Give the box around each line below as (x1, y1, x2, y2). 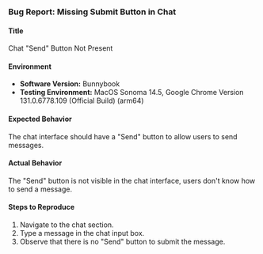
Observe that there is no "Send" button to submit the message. (19, 237, 226, 246)
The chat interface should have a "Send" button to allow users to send (8, 131, 238, 141)
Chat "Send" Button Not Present (8, 44, 113, 53)
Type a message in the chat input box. (19, 228, 145, 237)
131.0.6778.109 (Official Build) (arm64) (19, 96, 144, 105)
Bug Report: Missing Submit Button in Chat (8, 6, 177, 17)
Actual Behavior (8, 158, 63, 168)
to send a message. (8, 184, 73, 194)
